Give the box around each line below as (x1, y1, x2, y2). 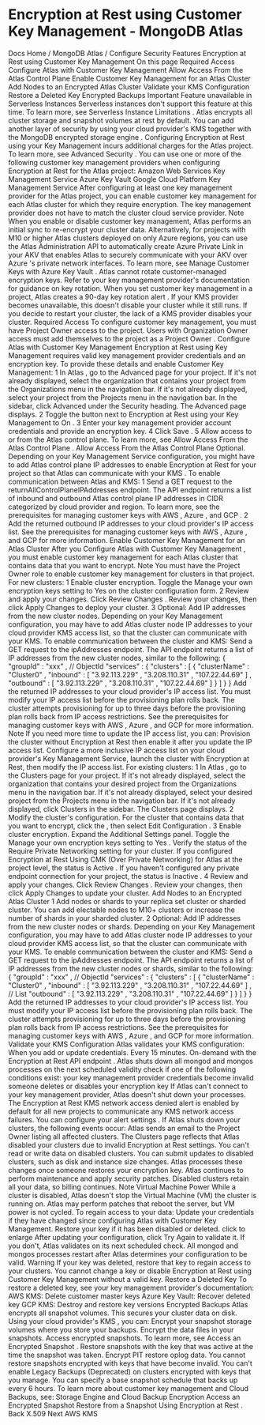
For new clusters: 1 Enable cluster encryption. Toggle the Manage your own (8, 577, 253, 586)
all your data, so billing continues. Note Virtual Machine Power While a (8, 1182, 237, 1191)
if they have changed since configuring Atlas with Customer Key (8, 1216, 217, 1225)
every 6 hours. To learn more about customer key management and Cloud (8, 1383, 249, 1393)
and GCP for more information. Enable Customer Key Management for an (8, 535, 246, 545)
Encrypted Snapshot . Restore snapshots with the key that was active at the (8, 1341, 254, 1351)
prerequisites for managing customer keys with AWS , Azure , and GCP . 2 (8, 510, 248, 519)
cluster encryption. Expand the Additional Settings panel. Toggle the (8, 829, 230, 839)
